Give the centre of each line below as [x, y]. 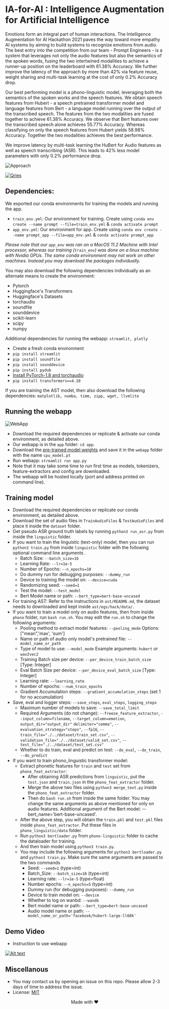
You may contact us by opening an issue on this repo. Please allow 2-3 [86, 981]
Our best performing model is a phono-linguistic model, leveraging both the [84, 92]
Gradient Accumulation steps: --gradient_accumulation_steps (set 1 [90, 692]
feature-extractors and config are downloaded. [62, 471]
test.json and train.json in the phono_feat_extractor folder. [91, 782]
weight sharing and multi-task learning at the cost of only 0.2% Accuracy [81, 77]
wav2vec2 [29, 654]
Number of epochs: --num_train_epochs [61, 686]
